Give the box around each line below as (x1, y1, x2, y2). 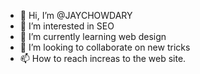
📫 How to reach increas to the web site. (19, 53, 187, 64)
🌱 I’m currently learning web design (19, 31, 167, 42)
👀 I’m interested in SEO (19, 20, 115, 32)
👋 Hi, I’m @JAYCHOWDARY (19, 10, 133, 21)
